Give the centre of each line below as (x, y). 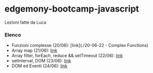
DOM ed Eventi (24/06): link (39, 66)
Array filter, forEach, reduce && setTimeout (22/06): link (67, 56)
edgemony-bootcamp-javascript (72, 9)
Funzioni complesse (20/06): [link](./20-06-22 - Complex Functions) (80, 45)
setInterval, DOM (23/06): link (41, 61)
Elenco (13, 35)
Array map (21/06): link (34, 51)
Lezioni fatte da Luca (25, 22)
